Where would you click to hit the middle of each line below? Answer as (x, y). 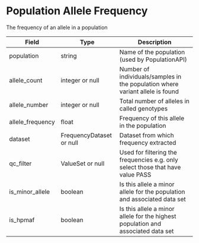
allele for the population (152, 191)
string (69, 56)
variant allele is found (149, 91)
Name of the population (152, 52)
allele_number (29, 105)
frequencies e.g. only (149, 160)
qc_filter (20, 163)
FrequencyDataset (86, 135)
